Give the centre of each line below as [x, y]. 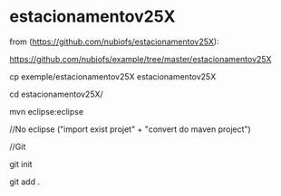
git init [21, 163]
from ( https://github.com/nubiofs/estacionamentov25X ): [114, 42]
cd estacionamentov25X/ [57, 94]
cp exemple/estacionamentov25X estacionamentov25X [113, 76]
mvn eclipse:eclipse [47, 111]
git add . [25, 182]
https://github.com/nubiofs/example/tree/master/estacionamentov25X [140, 59]
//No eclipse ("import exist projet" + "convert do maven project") [130, 129]
